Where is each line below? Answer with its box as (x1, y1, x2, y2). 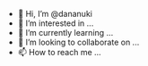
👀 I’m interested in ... (17, 18, 94, 29)
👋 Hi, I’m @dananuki (17, 9, 92, 19)
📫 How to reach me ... (17, 47, 101, 57)
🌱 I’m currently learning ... (17, 28, 114, 37)
